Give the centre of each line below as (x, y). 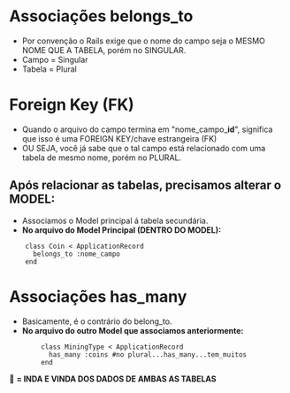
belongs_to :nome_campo (76, 254)
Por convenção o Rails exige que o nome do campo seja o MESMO (143, 41)
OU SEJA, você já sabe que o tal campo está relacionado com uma (144, 148)
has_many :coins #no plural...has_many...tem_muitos (148, 354)
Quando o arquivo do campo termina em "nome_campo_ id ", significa (147, 129)
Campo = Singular (55, 59)
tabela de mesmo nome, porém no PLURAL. (102, 158)
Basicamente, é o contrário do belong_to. (97, 321)
